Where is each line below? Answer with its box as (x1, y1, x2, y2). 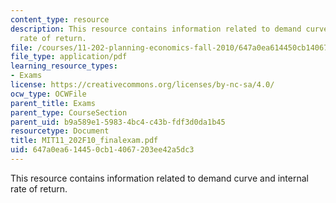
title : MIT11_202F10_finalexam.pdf (10, 136, 159, 146)
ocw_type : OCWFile (10, 89, 87, 99)
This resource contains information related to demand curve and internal (10, 172, 309, 184)
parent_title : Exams (10, 98, 97, 108)
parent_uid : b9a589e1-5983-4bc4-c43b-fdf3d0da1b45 (10, 117, 226, 127)
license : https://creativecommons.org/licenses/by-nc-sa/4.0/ (10, 80, 275, 90)
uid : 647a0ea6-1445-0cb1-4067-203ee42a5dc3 (10, 145, 195, 155)
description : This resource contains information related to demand (10, 24, 302, 34)
